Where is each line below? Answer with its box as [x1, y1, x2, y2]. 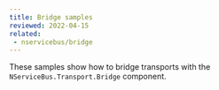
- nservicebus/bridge [12, 37, 93, 47]
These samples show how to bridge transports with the [9, 62, 211, 72]
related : [9, 29, 42, 38]
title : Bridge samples [9, 12, 93, 22]
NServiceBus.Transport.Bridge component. [9, 71, 167, 82]
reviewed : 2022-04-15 [9, 21, 90, 30]
